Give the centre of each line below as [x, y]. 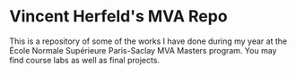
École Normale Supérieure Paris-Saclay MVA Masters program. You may [143, 50]
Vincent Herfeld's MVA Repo [118, 16]
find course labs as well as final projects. [84, 60]
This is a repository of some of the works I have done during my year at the [148, 41]
